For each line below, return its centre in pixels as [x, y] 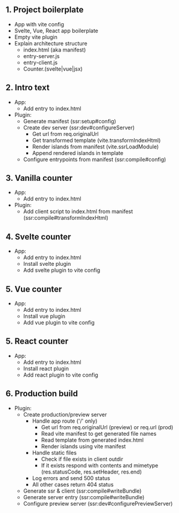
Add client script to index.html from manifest [78, 211]
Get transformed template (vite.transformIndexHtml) [96, 140]
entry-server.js [41, 56]
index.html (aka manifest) [54, 50]
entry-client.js [40, 62]
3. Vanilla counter [39, 178]
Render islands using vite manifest [84, 446]
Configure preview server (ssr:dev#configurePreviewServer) [98, 503]
